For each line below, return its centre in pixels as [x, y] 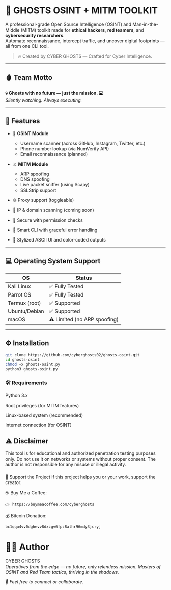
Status [84, 278]
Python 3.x [17, 395]
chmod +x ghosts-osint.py [33, 364]
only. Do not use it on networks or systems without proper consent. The [81, 459]
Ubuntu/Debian [26, 311]
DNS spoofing [35, 179]
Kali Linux [20, 286]
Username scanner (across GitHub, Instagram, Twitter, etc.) [83, 143]
